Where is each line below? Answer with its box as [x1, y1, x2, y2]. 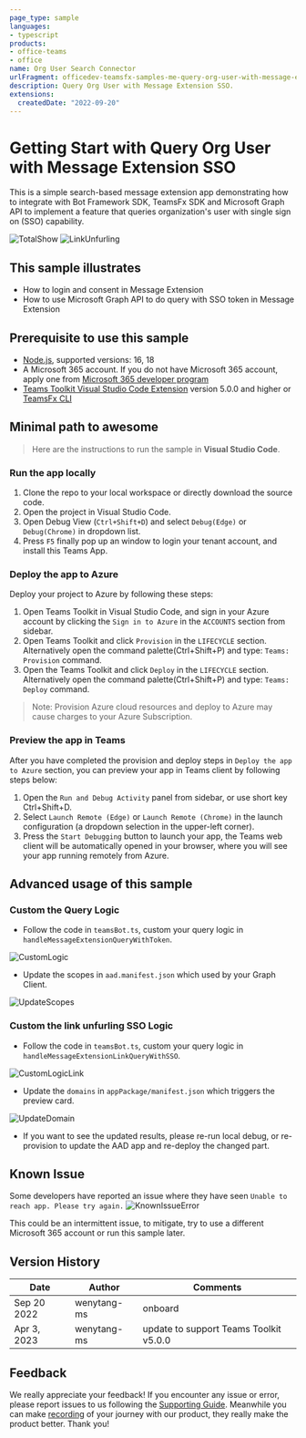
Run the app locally [9, 466, 97, 479]
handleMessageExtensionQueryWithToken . [22, 934, 173, 945]
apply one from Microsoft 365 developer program [22, 373, 209, 384]
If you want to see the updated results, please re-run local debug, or [22, 1130, 280, 1141]
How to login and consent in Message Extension [22, 284, 204, 295]
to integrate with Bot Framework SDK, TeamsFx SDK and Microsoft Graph [9, 197, 285, 208]
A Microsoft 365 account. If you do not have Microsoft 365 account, [22, 364, 279, 375]
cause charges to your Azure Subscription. [31, 711, 193, 722]
